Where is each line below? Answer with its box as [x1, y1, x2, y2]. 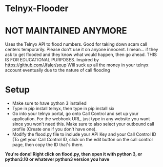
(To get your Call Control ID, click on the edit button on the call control [12, 137, 153, 143]
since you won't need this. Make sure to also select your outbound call [12, 121, 155, 127]
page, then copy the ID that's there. [12, 142, 84, 148]
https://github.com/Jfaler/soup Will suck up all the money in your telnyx [5, 62, 149, 68]
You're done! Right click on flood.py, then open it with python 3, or [5, 151, 143, 157]
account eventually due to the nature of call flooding [5, 67, 110, 73]
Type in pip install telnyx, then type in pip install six [12, 106, 115, 111]
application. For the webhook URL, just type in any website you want [12, 116, 150, 122]
